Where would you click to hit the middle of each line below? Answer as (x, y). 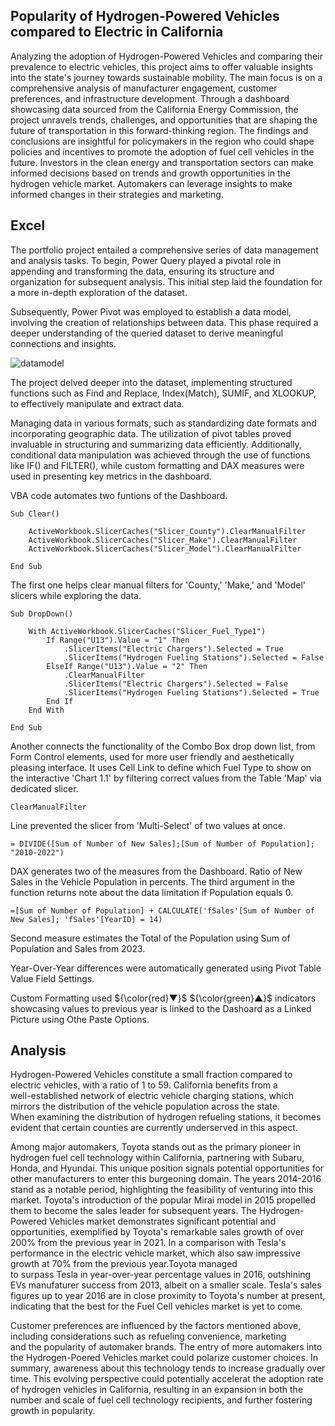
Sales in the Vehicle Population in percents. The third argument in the (152, 881)
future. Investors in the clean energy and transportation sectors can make (162, 162)
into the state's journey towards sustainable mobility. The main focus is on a (166, 77)
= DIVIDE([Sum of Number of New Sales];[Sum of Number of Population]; (162, 844)
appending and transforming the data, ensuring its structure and (142, 271)
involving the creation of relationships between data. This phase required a (164, 322)
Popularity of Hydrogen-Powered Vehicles (145, 16)
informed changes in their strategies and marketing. (117, 194)
